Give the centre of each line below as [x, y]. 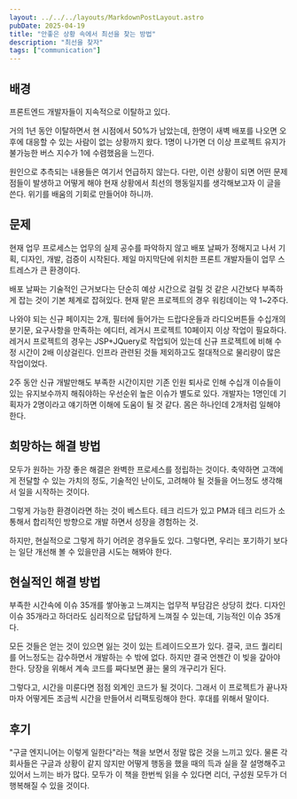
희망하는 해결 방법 [55, 447]
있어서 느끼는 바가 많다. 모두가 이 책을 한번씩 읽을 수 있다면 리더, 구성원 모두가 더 [148, 775]
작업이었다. [28, 363]
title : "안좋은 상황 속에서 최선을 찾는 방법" [83, 34]
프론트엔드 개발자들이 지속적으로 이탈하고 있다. [90, 111]
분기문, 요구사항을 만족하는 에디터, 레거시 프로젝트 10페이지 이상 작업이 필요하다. [148, 330]
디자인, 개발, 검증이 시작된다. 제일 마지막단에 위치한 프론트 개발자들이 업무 [148, 259]
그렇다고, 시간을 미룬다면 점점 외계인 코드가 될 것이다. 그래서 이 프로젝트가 [137, 687]
